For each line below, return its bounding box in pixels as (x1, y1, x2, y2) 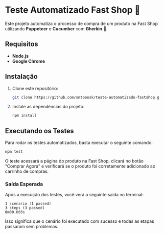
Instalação (5, 72, 38, 81)
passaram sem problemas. (5, 224, 59, 230)
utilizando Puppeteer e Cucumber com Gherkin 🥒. (5, 25, 108, 31)
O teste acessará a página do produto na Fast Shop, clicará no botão (5, 158, 144, 164)
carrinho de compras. (5, 168, 49, 174)
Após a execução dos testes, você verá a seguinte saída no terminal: (5, 192, 144, 198)
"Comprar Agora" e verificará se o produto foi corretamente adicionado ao (5, 164, 156, 169)
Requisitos (5, 40, 38, 48)
